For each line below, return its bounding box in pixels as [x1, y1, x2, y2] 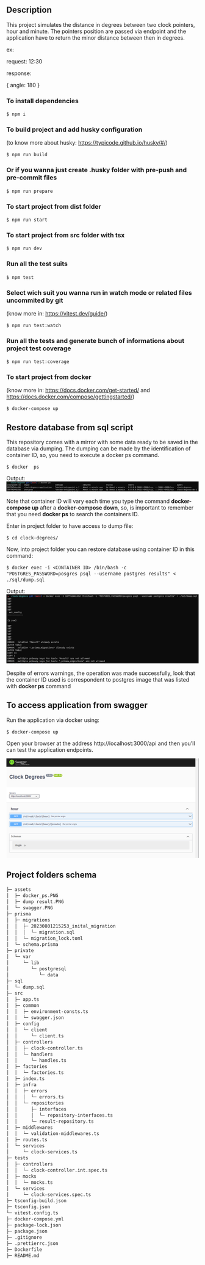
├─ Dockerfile [6, 1247, 43, 1253]
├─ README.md [6, 1253, 40, 1259]
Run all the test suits [6, 259, 68, 268]
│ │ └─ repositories [6, 1100, 64, 1106]
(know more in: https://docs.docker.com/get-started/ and [6, 387, 151, 394]
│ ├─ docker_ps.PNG [6, 893, 59, 899]
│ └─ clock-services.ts [6, 1149, 78, 1155]
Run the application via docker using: [6, 716, 99, 724]
